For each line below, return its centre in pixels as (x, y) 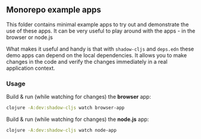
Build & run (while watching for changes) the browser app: (79, 97)
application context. (31, 68)
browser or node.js (29, 37)
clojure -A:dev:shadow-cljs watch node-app (61, 130)
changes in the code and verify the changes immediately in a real (87, 61)
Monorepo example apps (54, 10)
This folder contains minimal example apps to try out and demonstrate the (97, 24)
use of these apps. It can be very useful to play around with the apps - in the (101, 31)
